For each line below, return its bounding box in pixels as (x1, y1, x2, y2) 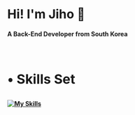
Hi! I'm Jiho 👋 (7, 6, 85, 22)
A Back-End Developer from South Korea (7, 29, 128, 38)
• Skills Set (7, 71, 76, 88)
